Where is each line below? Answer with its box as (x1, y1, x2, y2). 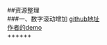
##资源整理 (7, 6, 40, 14)
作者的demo (7, 24, 42, 31)
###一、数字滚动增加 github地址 (7, 15, 100, 23)
